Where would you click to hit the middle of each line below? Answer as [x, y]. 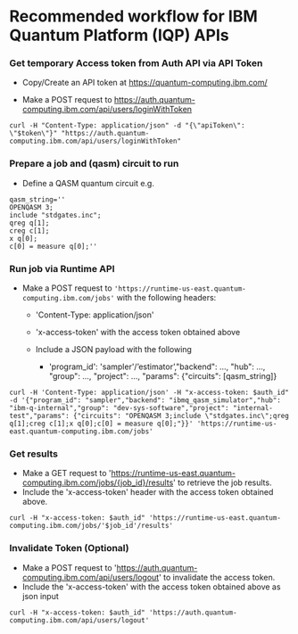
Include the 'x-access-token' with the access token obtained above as [151, 587]
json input [41, 596]
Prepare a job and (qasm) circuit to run [94, 164]
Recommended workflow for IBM [134, 16]
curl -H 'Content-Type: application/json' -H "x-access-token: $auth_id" [149, 393]
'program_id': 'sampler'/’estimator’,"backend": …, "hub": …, [157, 366]
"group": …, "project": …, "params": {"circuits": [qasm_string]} [163, 376]
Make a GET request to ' [66, 473]
